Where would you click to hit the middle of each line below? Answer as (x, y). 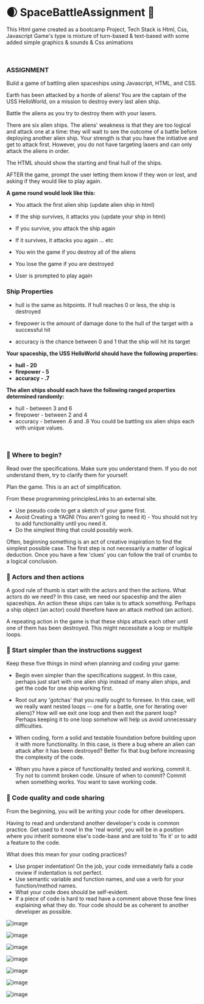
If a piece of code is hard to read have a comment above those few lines (106, 898)
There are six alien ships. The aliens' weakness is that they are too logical (99, 125)
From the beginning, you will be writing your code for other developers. (96, 811)
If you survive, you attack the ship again (65, 229)
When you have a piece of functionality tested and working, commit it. (103, 769)
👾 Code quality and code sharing (55, 798)
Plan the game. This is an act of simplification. (64, 487)
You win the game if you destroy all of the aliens (75, 252)
